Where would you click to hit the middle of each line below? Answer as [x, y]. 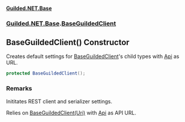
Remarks [19, 89]
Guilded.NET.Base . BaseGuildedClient [61, 23]
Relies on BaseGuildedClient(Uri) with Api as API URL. [71, 113]
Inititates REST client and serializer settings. [59, 101]
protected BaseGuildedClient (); [46, 73]
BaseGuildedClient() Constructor [68, 42]
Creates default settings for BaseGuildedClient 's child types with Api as [93, 56]
